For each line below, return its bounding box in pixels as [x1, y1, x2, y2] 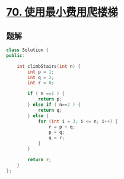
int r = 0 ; [27, 80, 55, 86]
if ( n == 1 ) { [27, 90, 65, 97]
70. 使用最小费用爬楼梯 [6, 5, 119, 19]
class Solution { [6, 47, 49, 53]
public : [6, 52, 26, 58]
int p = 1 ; [27, 69, 55, 75]
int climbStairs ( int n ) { [17, 63, 81, 69]
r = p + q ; [48, 124, 76, 130]
